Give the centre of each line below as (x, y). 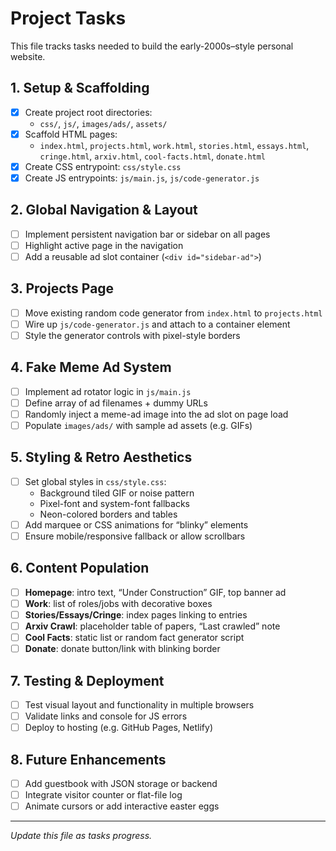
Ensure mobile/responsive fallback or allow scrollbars (135, 536)
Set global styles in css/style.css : (95, 481)
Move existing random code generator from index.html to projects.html (173, 313)
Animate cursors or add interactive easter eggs (122, 806)
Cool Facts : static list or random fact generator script (134, 638)
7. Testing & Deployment (87, 680)
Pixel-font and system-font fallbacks (115, 503)
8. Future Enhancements (88, 759)
